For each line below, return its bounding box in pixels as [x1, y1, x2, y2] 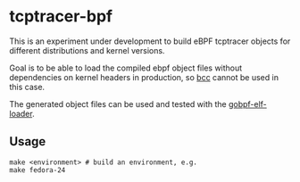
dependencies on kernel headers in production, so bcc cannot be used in [9, 71, 279, 82]
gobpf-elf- [228, 98, 268, 109]
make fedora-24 [9, 165, 66, 175]
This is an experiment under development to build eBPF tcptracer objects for [9, 36, 291, 46]
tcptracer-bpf [9, 6, 113, 27]
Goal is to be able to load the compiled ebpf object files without [9, 62, 243, 73]
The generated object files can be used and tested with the [9, 98, 227, 109]
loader [9, 108, 33, 119]
